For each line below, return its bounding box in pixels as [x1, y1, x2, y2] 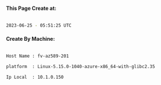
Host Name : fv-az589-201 [6, 53, 69, 59]
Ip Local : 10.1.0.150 [6, 75, 64, 80]
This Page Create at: [6, 5, 57, 12]
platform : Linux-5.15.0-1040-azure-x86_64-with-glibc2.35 [6, 64, 156, 70]
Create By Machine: [6, 35, 55, 42]
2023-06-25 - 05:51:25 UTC [6, 23, 72, 29]
